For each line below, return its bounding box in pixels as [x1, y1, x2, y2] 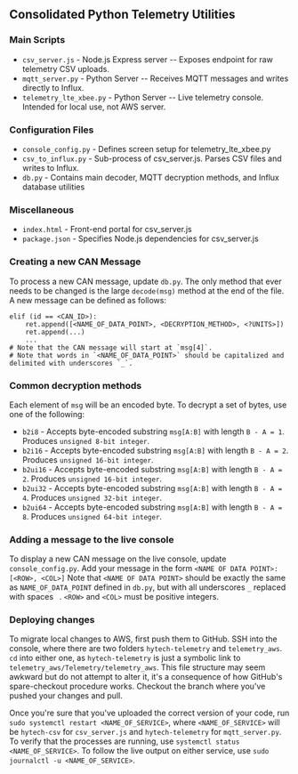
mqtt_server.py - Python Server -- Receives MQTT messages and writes [21, 73, 289, 84]
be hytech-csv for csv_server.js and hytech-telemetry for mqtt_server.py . [9, 727, 282, 738]
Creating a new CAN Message [9, 255, 141, 268]
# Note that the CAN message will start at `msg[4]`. [9, 343, 213, 352]
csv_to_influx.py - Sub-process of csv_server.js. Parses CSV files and [21, 153, 282, 164]
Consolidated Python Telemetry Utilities [9, 7, 236, 22]
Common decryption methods [9, 379, 142, 391]
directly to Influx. [21, 82, 85, 93]
